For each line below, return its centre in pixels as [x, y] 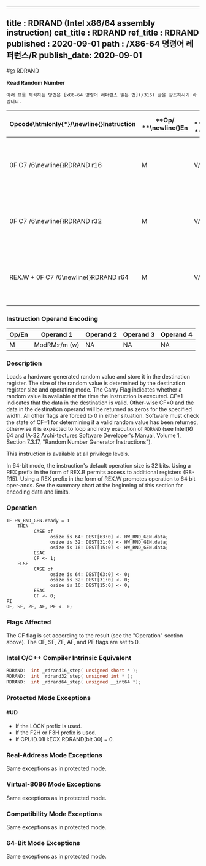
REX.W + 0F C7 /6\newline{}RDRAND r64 [69, 277]
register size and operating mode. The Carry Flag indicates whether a [94, 390]
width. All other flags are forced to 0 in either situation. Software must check [103, 416]
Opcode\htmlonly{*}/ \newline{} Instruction [73, 124]
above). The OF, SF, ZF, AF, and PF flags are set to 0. [73, 642]
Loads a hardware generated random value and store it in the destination [98, 377]
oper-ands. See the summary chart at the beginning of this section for [95, 486]
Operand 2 [101, 334]
